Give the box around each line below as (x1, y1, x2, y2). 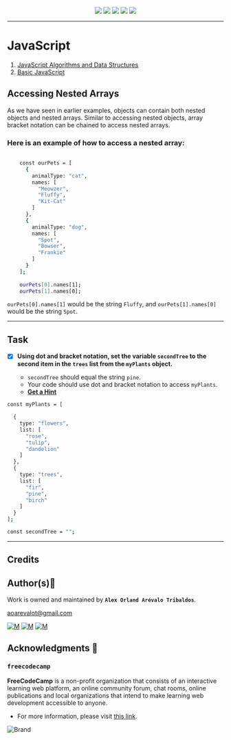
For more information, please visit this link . (16, 712, 137, 720)
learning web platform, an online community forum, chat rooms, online (7, 684, 206, 692)
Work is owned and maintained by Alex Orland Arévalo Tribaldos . (7, 595, 196, 604)
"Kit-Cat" (37, 198, 67, 205)
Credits (7, 554, 40, 566)
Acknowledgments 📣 (7, 642, 98, 654)
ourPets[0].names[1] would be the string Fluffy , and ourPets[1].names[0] (7, 300, 217, 308)
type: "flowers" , (19, 420, 69, 427)
